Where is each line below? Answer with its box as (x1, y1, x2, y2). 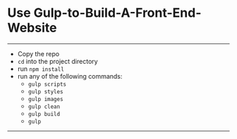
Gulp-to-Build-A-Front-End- (33, 5, 202, 21)
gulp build (28, 110, 61, 117)
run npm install (17, 65, 65, 73)
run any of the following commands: (17, 72, 123, 80)
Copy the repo (17, 49, 60, 58)
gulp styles (28, 88, 63, 95)
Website (7, 20, 57, 36)
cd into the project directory (17, 57, 98, 65)
